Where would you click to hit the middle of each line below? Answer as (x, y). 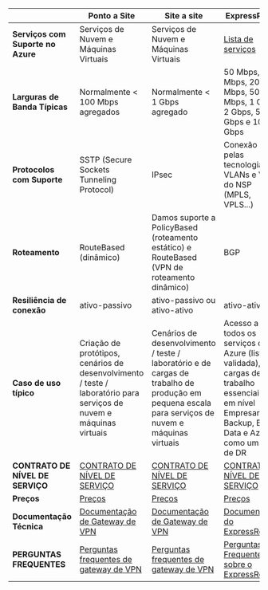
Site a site (184, 16)
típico (23, 393)
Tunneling (98, 180)
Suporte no (34, 44)
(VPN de (167, 267)
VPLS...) (238, 205)
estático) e (171, 248)
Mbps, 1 (239, 102)
